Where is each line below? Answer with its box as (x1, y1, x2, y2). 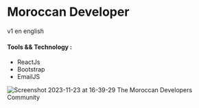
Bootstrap (16, 65, 45, 74)
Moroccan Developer (7, 4, 130, 20)
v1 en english (7, 27, 45, 35)
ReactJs (16, 58, 40, 66)
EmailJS (16, 73, 40, 81)
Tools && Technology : (7, 43, 72, 51)
